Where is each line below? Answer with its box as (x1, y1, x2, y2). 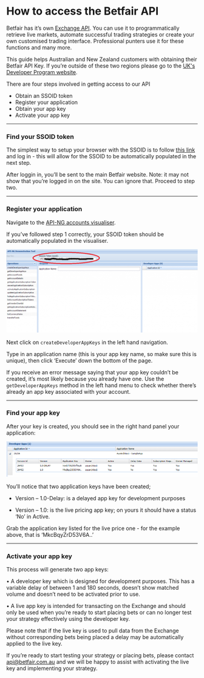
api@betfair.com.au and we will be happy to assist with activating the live (6, 659, 189, 666)
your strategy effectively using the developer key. (6, 615, 131, 623)
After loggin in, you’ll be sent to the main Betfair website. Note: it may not (6, 171, 189, 178)
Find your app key (6, 409, 61, 418)
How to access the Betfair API (6, 4, 159, 18)
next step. (6, 159, 32, 167)
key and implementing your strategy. (6, 665, 98, 672)
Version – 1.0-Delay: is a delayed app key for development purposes (15, 495, 186, 502)
